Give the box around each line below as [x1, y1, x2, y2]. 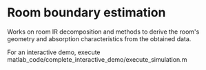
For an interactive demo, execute [7, 48, 101, 56]
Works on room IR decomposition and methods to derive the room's [7, 27, 200, 36]
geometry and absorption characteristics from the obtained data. [7, 34, 192, 43]
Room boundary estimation [7, 5, 166, 21]
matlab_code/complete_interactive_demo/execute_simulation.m [7, 55, 187, 63]
